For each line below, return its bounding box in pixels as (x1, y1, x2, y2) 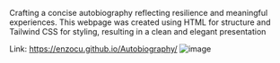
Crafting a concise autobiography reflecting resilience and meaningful (9, 8, 268, 18)
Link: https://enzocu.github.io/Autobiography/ (9, 43, 178, 54)
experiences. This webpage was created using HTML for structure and (9, 17, 271, 28)
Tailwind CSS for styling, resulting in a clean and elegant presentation (9, 27, 267, 36)
